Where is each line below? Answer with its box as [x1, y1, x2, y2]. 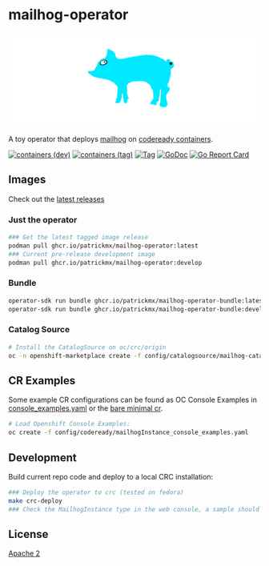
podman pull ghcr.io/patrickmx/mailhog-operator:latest [8, 242, 199, 250]
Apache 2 [8, 548, 41, 558]
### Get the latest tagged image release [8, 233, 149, 241]
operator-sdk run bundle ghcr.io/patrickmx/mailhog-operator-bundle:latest [8, 296, 267, 305]
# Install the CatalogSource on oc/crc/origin [8, 343, 167, 351]
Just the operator [8, 214, 78, 225]
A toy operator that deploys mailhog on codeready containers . [8, 134, 214, 143]
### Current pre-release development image [8, 250, 156, 258]
